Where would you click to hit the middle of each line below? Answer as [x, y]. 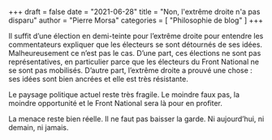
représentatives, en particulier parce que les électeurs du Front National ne [134, 62]
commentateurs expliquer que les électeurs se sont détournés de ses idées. [135, 45]
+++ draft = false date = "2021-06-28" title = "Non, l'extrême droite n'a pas [134, 12]
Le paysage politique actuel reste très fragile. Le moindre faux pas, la [124, 95]
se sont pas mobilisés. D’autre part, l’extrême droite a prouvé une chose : [131, 70]
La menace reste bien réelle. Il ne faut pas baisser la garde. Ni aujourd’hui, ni [136, 119]
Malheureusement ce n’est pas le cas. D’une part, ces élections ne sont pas [135, 53]
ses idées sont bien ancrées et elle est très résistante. [98, 79]
